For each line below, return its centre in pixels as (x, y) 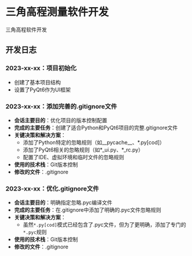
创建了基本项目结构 (37, 82)
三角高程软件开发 (26, 29)
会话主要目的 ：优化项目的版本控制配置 (60, 120)
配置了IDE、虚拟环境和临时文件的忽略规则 (73, 157)
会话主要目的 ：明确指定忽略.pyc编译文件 (63, 203)
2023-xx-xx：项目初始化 (41, 68)
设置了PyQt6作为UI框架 (42, 90)
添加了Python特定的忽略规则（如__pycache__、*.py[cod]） (94, 142)
